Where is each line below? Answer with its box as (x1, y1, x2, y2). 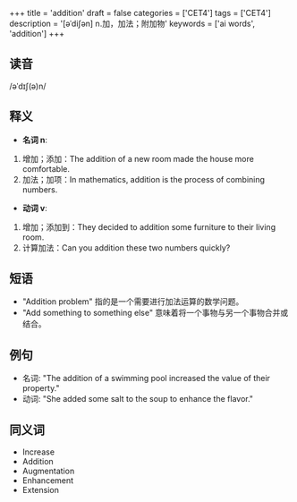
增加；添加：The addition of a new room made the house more (21, 153, 255, 164)
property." (21, 383, 60, 394)
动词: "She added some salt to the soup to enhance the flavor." (21, 394, 253, 404)
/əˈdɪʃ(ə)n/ (9, 81, 47, 91)
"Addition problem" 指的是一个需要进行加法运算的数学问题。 (21, 296, 244, 307)
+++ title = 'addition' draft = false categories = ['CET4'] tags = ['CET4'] (9, 8, 271, 18)
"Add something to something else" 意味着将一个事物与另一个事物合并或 (21, 308, 289, 319)
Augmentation (21, 465, 75, 477)
